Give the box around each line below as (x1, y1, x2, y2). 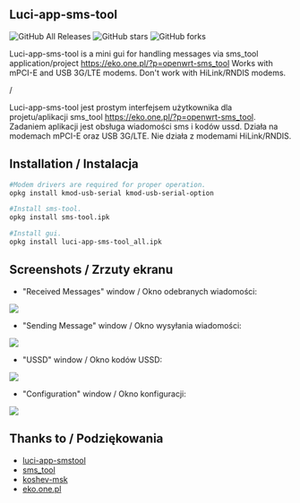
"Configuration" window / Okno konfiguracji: (21, 388, 186, 399)
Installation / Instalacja (9, 157, 139, 172)
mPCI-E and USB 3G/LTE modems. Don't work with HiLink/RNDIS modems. (9, 67, 287, 78)
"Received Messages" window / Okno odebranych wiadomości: (21, 286, 258, 296)
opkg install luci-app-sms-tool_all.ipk (9, 237, 163, 246)
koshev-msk (21, 473, 69, 484)
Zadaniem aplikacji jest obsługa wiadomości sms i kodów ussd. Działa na (9, 121, 279, 132)
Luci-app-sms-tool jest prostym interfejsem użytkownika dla (9, 102, 233, 113)
